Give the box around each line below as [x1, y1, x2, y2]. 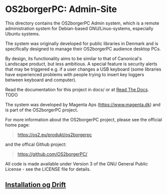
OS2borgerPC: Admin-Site [5, 4, 117, 15]
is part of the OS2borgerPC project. [5, 107, 78, 113]
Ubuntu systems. [5, 31, 40, 37]
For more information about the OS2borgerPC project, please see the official [5, 116, 162, 122]
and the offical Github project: [5, 141, 67, 147]
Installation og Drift [5, 180, 66, 189]
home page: [5, 122, 30, 128]
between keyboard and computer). [5, 77, 77, 83]
